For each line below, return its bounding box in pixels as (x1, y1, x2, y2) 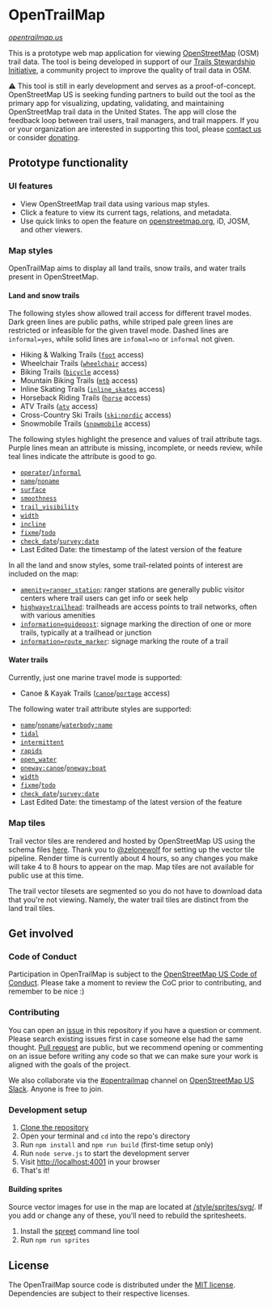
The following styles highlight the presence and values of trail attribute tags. (8, 435, 262, 445)
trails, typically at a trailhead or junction (19, 627, 152, 637)
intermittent (19, 738, 65, 747)
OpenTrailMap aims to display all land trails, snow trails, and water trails (8, 263, 247, 273)
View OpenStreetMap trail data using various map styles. (19, 198, 210, 208)
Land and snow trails (8, 290, 80, 300)
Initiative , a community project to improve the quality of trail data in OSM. (8, 65, 252, 74)
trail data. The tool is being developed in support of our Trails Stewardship (8, 57, 256, 66)
